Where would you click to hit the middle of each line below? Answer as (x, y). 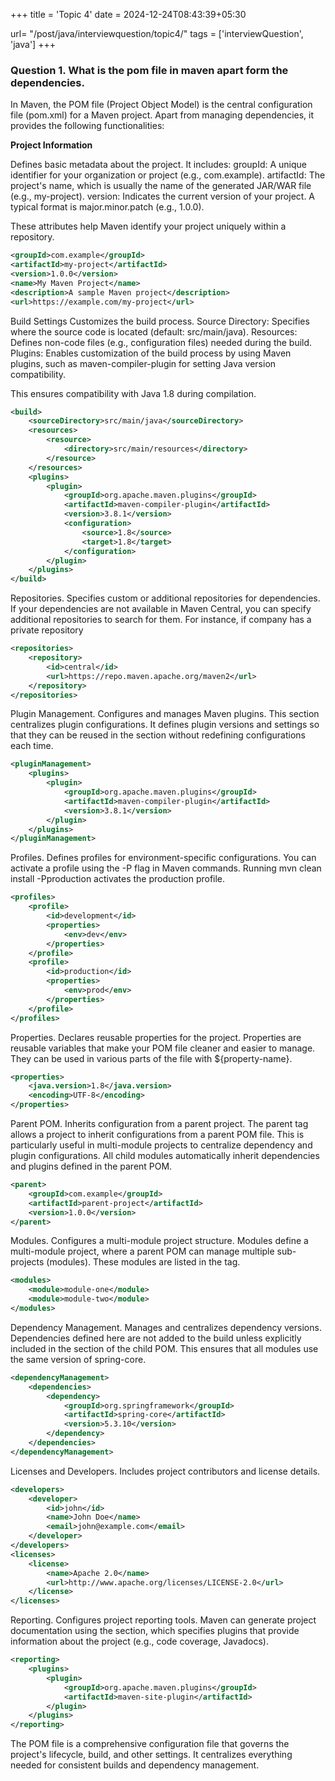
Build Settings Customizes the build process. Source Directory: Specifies (160, 321)
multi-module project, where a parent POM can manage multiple (142, 1251)
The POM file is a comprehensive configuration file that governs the (150, 1744)
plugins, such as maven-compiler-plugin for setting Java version (143, 363)
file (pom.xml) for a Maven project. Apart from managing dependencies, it (162, 115)
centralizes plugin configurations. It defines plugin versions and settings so (165, 725)
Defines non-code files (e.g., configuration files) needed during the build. (161, 342)
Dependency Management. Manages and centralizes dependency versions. (166, 1327)
